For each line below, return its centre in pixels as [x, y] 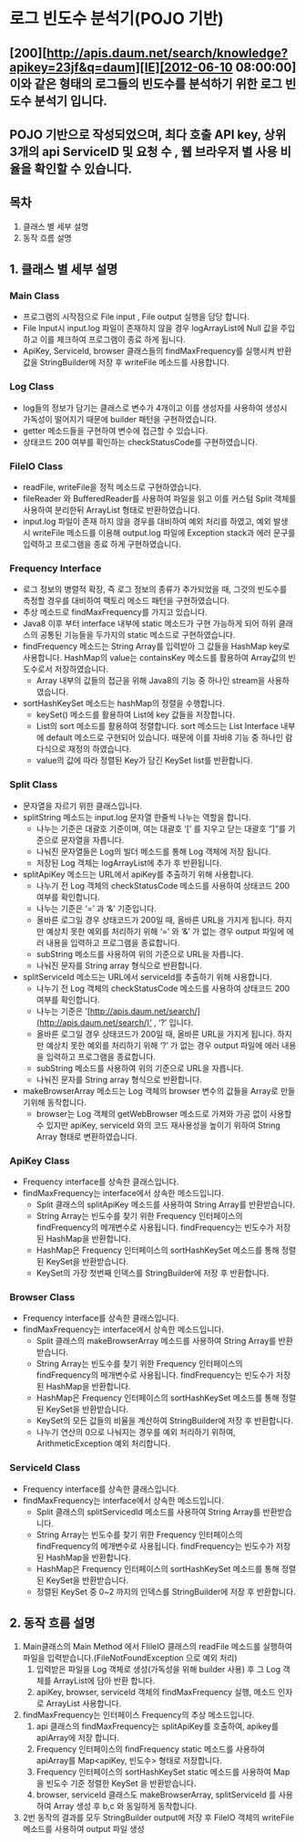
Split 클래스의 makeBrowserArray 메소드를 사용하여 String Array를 [156, 1341]
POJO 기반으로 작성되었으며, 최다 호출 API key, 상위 [148, 135]
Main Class [35, 296]
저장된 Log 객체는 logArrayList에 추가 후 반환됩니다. [129, 862]
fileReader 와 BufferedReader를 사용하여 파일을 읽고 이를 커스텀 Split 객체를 [159, 499]
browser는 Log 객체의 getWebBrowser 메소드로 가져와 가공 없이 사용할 [164, 1113]
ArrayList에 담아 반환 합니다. [104, 1681]
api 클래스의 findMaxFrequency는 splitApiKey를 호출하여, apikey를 [158, 1726]
